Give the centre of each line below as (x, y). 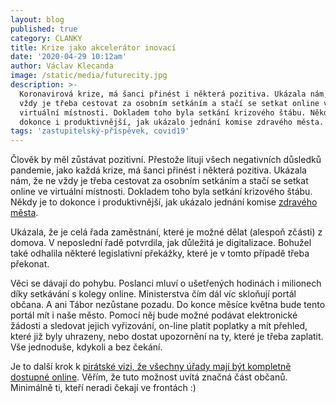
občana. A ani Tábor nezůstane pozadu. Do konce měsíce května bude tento (168, 305)
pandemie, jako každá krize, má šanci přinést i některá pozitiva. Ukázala (158, 170)
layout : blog (37, 19)
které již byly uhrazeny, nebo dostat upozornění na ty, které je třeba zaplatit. (167, 337)
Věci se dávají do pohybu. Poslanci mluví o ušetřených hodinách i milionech (166, 283)
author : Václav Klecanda (62, 66)
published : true (44, 29)
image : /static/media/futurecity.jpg (89, 76)
